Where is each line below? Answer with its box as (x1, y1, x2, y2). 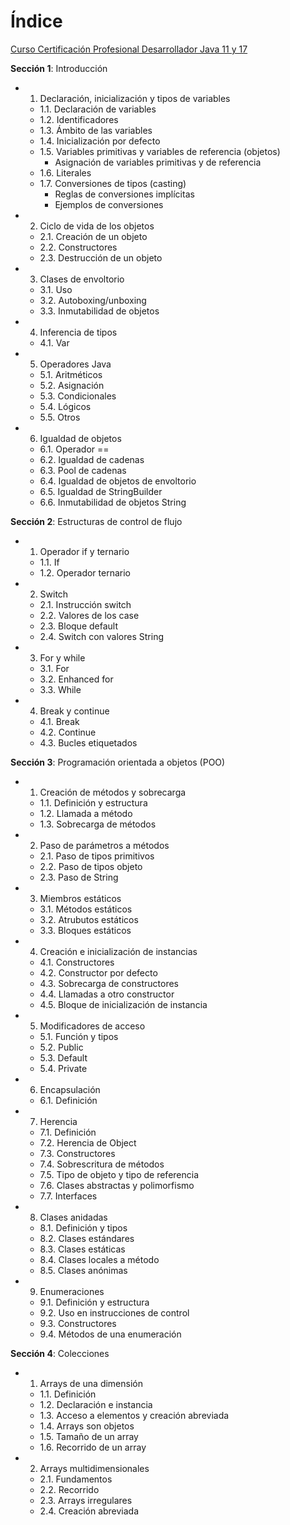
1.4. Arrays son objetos (39, 1420, 135, 1432)
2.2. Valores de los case (39, 609, 140, 621)
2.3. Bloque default (39, 620, 119, 632)
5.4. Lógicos (39, 400, 92, 412)
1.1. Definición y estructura (39, 796, 148, 809)
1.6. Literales (39, 166, 92, 179)
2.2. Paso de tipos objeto (39, 860, 143, 872)
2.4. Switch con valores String (39, 630, 164, 642)
